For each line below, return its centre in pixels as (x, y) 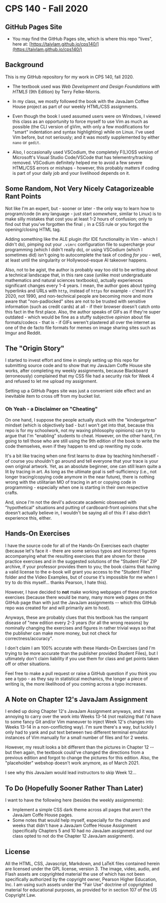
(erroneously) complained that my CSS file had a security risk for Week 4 (80, 376)
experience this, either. (28, 518)
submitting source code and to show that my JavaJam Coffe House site (78, 366)
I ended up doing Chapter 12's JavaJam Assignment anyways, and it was (80, 711)
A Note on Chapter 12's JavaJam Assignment (76, 699)
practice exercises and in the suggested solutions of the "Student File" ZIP (81, 561)
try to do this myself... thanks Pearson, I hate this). (56, 582)
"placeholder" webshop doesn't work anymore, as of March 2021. (72, 763)
